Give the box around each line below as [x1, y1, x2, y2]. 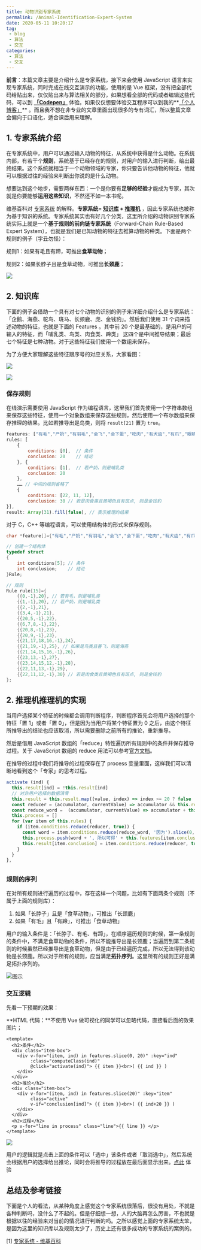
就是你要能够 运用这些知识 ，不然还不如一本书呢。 [6, 192, 127, 199]
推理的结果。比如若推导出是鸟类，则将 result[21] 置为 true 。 [11, 419, 164, 426]
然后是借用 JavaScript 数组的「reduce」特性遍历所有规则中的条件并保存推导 [6, 740, 194, 747]
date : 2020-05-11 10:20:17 [6, 20, 74, 26]
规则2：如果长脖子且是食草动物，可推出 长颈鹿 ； [6, 261, 125, 268]
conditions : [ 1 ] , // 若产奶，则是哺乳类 [28, 465, 124, 471]
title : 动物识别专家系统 [6, 8, 61, 15]
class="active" [30, 1096, 68, 1102]
